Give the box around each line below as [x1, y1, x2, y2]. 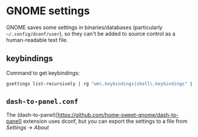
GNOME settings [6, 4, 90, 18]
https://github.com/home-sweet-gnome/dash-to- [57, 111, 179, 119]
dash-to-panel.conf [6, 97, 78, 106]
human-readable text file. [6, 36, 68, 43]
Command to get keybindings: [6, 69, 80, 77]
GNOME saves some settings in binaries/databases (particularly [6, 24, 163, 31]
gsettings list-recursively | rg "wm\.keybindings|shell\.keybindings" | [6, 81, 193, 87]
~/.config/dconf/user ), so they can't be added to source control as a [6, 30, 175, 37]
